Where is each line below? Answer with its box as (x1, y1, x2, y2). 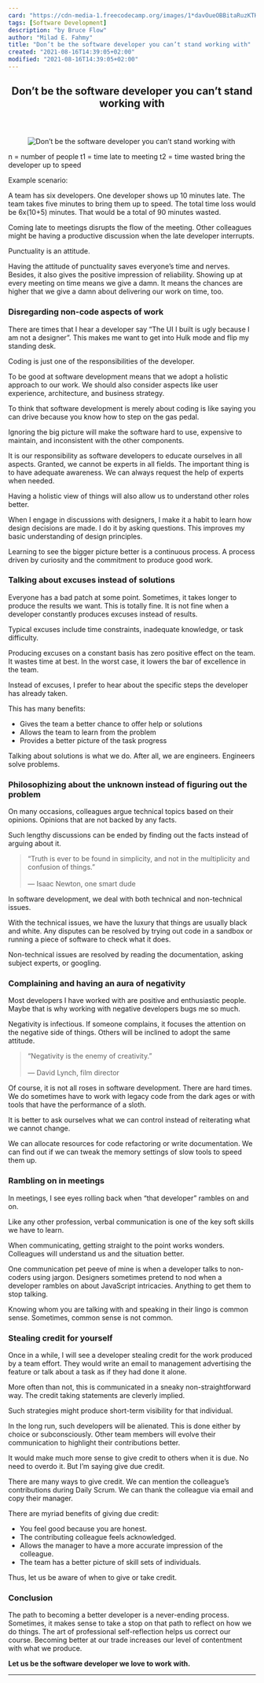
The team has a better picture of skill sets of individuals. (19, 1558, 202, 1567)
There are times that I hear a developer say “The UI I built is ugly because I (8, 324, 250, 334)
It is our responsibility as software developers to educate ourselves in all (8, 450, 242, 461)
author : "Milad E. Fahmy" (8, 33, 93, 42)
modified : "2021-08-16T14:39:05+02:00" (8, 56, 139, 64)
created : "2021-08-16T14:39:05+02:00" (8, 48, 135, 56)
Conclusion (8, 1592, 53, 1603)
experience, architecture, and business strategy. (8, 388, 165, 398)
